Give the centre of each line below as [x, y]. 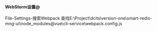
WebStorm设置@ [23, 7]
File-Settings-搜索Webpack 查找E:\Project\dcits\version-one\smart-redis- [78, 18]
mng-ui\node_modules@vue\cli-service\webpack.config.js [64, 24]
